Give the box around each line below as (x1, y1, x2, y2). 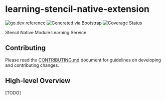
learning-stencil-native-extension (5, 3, 150, 15)
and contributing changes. (5, 62, 59, 68)
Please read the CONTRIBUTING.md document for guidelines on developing (5, 57, 161, 63)
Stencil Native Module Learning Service (5, 29, 87, 35)
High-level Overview (5, 77, 71, 85)
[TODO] (5, 90, 21, 96)
